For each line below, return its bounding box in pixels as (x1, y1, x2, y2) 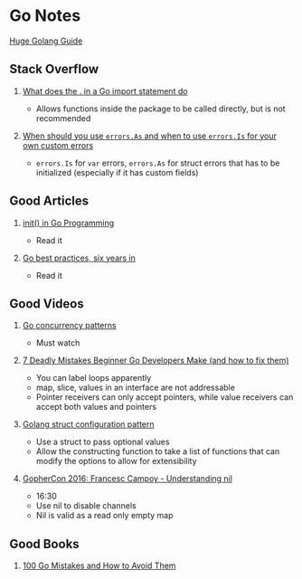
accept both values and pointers (35, 402, 156, 413)
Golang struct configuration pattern (22, 419, 156, 430)
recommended (35, 112, 91, 123)
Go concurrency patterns (22, 320, 117, 331)
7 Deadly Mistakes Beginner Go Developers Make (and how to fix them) (22, 355, 289, 366)
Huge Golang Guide (9, 35, 83, 46)
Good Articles (9, 194, 90, 209)
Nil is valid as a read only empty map (35, 510, 174, 521)
